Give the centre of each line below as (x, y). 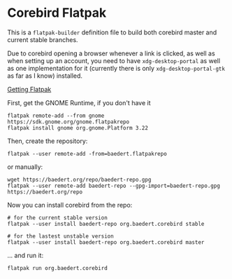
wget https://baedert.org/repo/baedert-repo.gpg (79, 179)
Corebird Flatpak (57, 13)
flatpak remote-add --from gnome (56, 116)
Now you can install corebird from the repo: (70, 205)
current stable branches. (43, 39)
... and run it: (26, 255)
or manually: (25, 167)
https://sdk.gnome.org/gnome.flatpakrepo (68, 122)
